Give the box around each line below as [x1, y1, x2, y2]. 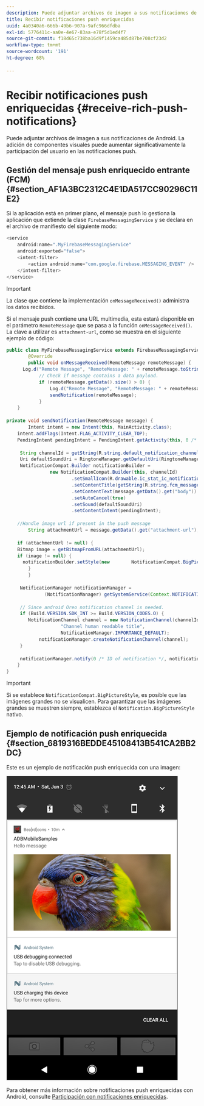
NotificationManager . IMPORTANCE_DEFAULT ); [60, 630, 170, 636]
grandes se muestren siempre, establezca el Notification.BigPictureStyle [6, 704, 195, 712]
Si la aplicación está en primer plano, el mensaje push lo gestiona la [6, 210, 176, 217]
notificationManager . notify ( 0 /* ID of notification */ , [19, 655, 167, 662]
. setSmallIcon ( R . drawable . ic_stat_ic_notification [71, 476, 202, 482]
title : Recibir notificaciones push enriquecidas [6, 16, 135, 23]
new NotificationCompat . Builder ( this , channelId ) [49, 469, 178, 476]
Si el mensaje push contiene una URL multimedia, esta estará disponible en [6, 315, 194, 323]
